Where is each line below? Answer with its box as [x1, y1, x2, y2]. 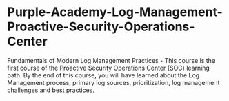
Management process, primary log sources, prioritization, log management [7, 78, 220, 86]
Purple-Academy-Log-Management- [7, 4, 223, 20]
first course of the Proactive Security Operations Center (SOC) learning [7, 64, 210, 72]
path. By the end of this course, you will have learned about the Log [7, 71, 200, 80]
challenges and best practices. [7, 86, 94, 94]
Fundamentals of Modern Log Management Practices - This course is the [7, 56, 216, 64]
